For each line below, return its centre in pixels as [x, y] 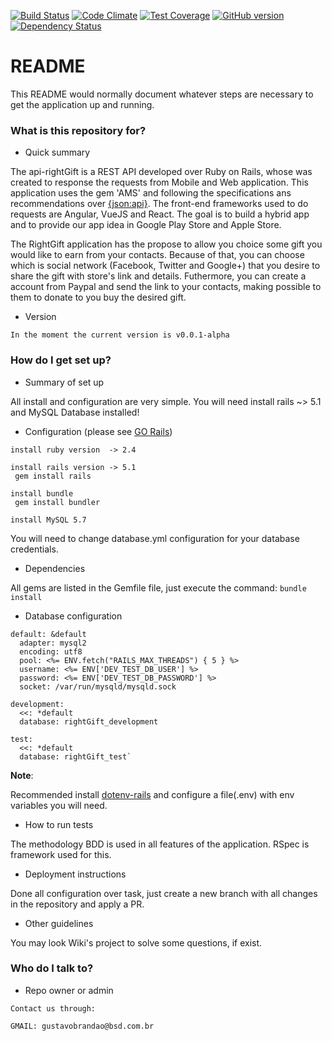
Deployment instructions [75, 874]
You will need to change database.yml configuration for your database [155, 538]
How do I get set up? [61, 360]
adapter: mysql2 [53, 643]
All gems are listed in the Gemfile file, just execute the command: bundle [158, 587]
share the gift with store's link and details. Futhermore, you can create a [158, 276]
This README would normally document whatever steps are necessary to [162, 94]
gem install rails [53, 476]
